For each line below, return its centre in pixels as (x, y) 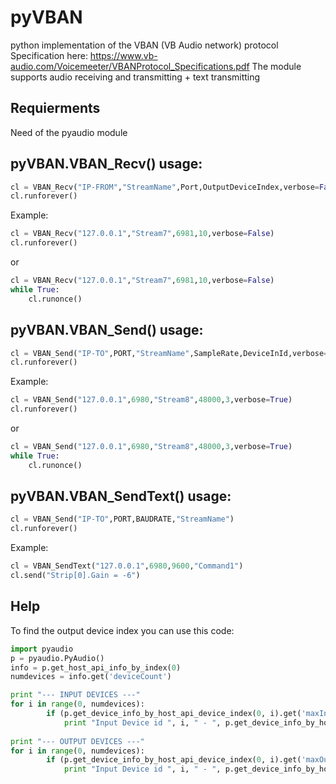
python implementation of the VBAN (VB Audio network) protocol (144, 45)
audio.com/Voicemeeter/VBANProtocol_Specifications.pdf (130, 66)
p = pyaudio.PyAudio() (57, 658)
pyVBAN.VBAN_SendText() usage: (121, 496)
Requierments (55, 108)
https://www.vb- (123, 55)
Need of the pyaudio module (69, 132)
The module (276, 66)
